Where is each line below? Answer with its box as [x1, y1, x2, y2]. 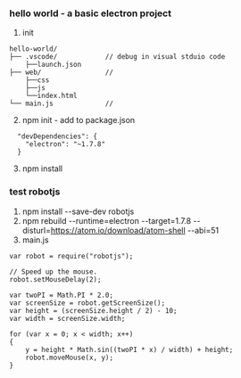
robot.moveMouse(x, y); [25, 353, 114, 362]
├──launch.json [25, 61, 82, 70]
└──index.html [25, 92, 78, 101]
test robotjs [9, 185, 61, 198]
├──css [25, 76, 50, 85]
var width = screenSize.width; [9, 314, 126, 323]
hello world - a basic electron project [9, 7, 172, 20]
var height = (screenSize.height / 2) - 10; [9, 306, 178, 315]
